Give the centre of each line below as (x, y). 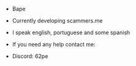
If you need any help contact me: (54, 44)
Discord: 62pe (30, 56)
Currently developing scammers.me (57, 20)
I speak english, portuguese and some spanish (71, 32)
